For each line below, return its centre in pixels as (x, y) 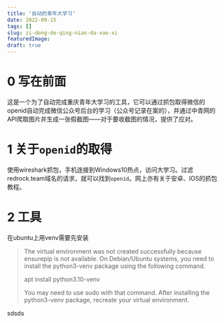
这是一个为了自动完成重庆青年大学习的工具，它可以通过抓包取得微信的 (106, 102)
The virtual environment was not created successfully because (113, 251)
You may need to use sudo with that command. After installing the (117, 292)
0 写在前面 (37, 81)
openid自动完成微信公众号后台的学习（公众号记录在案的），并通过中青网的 (111, 110)
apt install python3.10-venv (62, 279)
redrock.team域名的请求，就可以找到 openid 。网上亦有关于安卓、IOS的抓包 (112, 178)
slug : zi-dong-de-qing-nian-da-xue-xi (62, 33)
